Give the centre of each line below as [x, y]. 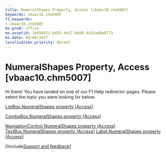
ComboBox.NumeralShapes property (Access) [53, 116]
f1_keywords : [19, 19]
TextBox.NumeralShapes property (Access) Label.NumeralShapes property [83, 131]
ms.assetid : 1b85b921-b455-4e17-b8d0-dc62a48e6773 [59, 33]
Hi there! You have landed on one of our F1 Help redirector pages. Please [80, 91]
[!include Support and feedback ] [38, 146]
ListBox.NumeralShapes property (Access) [49, 106]
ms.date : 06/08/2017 [27, 38]
